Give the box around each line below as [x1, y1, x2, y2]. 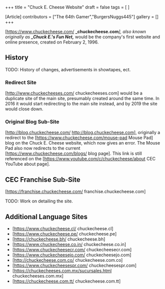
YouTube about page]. [5, 161, 50, 167]
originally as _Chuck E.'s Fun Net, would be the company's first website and [5, 34, 160, 40]
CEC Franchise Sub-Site [5, 175, 80, 184]
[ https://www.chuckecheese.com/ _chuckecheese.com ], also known [5, 29, 146, 34]
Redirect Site [5, 79, 37, 86]
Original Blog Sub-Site [5, 118, 60, 125]
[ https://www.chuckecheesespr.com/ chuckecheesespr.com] [12, 262, 137, 269]
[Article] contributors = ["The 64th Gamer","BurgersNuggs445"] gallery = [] [5, 14, 159, 19]
